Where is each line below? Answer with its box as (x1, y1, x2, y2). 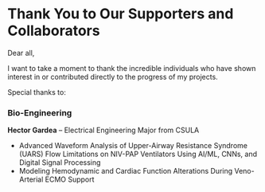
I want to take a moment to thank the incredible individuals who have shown (7, 63, 256, 72)
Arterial (18, 174, 44, 184)
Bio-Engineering (7, 107, 72, 118)
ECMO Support (45, 174, 95, 184)
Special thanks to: (7, 87, 67, 96)
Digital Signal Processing (18, 158, 101, 167)
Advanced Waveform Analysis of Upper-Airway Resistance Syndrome (18, 141, 248, 151)
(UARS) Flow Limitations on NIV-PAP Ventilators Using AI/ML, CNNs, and (18, 149, 258, 159)
